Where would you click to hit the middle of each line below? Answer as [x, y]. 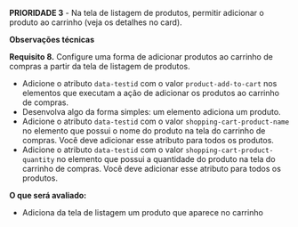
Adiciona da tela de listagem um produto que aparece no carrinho [143, 212]
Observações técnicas [52, 40]
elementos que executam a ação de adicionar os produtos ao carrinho [151, 93]
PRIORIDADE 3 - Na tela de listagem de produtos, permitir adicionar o [137, 13]
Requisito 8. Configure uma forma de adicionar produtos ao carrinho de [141, 57]
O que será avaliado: [48, 195]
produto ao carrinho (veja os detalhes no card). [96, 22]
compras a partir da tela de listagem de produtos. [100, 66]
